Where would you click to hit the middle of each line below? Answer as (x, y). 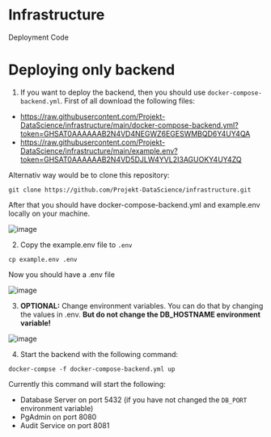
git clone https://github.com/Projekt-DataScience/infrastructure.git (130, 190)
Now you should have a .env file (62, 274)
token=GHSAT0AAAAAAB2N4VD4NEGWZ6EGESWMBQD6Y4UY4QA (135, 133)
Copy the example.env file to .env (76, 245)
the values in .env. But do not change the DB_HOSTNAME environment (140, 314)
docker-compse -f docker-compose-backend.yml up (92, 369)
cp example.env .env (43, 259)
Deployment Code (38, 37)
